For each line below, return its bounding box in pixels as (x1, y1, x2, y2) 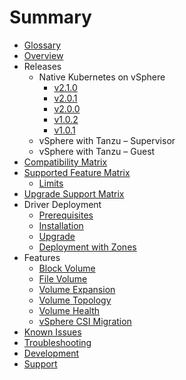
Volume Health (38, 304, 100, 316)
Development (23, 347, 80, 359)
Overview (23, 49, 64, 61)
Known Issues (23, 326, 82, 338)
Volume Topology (38, 294, 112, 306)
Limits (38, 177, 64, 189)
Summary (9, 6, 92, 29)
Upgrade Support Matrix (23, 187, 125, 200)
